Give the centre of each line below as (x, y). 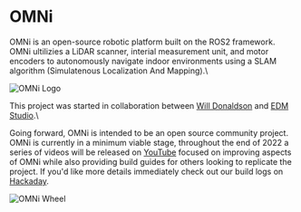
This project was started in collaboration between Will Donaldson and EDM (149, 105)
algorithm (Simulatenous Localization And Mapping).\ (109, 71)
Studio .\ (24, 115)
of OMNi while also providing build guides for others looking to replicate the (150, 161)
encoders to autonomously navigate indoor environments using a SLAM (143, 61)
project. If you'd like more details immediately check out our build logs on (146, 171)
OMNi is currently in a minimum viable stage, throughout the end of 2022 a (149, 142)
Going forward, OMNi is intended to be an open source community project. (149, 132)
